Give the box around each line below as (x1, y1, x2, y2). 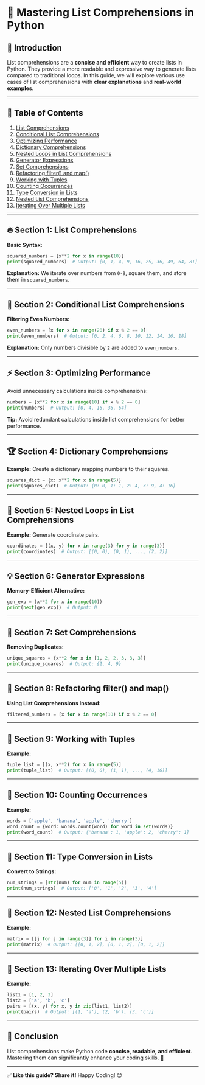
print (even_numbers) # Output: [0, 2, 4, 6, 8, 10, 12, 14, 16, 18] (7, 333, 187, 340)
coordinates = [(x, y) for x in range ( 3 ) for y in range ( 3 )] (7, 543, 165, 549)
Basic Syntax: (7, 241, 43, 248)
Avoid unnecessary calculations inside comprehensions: (7, 387, 148, 394)
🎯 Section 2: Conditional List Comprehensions (7, 299, 185, 310)
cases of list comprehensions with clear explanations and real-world (7, 78, 181, 85)
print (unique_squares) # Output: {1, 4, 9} (7, 660, 122, 667)
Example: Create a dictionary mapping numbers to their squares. (7, 466, 170, 473)
